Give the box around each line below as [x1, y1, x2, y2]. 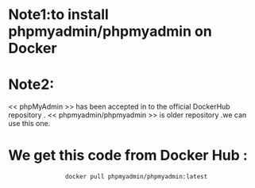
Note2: [8, 75, 55, 94]
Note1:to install [8, 6, 109, 24]
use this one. [8, 119, 51, 129]
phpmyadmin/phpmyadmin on [8, 22, 212, 40]
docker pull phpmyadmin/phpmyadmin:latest [64, 173, 208, 181]
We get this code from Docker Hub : [8, 147, 248, 164]
